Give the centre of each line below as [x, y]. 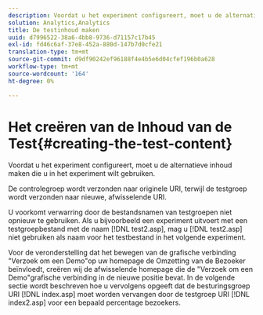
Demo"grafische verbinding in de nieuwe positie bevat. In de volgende [122, 278]
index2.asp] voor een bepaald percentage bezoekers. [95, 302]
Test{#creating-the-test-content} [121, 143]
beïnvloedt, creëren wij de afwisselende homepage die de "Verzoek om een [130, 269]
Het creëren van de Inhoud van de [120, 127]
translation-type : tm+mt [49, 52]
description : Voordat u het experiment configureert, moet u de [115, 15]
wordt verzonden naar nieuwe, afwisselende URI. [87, 197]
